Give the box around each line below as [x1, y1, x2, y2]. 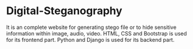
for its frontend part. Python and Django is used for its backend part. [6, 36, 175, 43]
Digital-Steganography [6, 4, 122, 18]
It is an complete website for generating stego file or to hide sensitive [6, 24, 177, 31]
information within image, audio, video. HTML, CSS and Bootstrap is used [6, 30, 187, 37]
